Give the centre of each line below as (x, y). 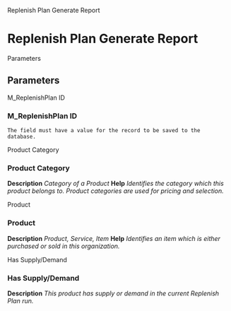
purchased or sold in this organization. (64, 246)
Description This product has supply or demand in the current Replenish (113, 293)
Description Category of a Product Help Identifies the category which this (115, 184)
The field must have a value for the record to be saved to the (104, 131)
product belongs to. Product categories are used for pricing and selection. (115, 191)
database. (22, 137)
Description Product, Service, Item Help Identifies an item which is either (114, 238)
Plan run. (20, 300)
